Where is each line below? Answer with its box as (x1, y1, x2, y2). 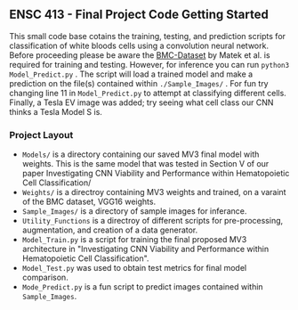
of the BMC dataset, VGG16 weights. (21, 196, 157, 208)
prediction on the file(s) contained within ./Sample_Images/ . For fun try (9, 77, 269, 88)
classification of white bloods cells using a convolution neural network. (9, 40, 270, 51)
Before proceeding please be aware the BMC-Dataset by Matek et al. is (9, 49, 270, 61)
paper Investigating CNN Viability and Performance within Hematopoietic (21, 168, 290, 179)
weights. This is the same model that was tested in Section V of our (21, 159, 270, 169)
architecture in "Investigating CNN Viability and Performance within (21, 244, 270, 255)
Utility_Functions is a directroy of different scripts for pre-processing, (21, 216, 284, 226)
